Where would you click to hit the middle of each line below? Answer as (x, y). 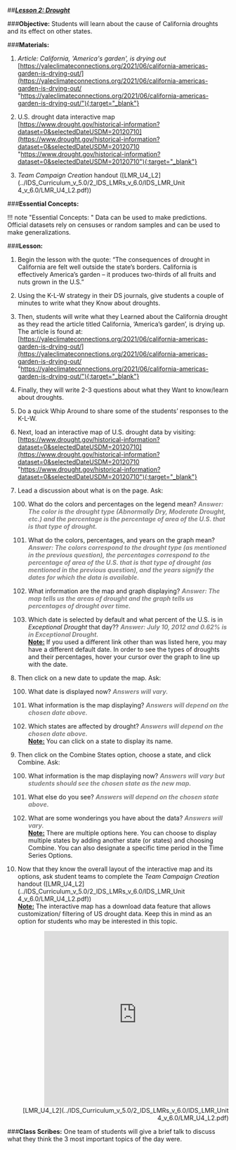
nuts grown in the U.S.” (51, 282)
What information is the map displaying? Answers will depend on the (128, 705)
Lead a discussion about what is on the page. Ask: (90, 490)
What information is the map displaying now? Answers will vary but (126, 776)
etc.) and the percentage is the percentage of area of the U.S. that (127, 519)
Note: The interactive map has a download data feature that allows (114, 906)
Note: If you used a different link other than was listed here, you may (127, 642)
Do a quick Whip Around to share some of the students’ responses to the (123, 411)
